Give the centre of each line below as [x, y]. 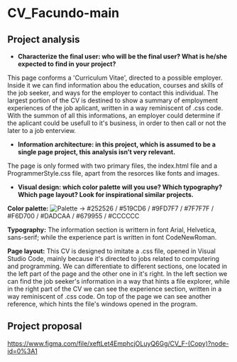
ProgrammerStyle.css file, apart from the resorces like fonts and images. [114, 173]
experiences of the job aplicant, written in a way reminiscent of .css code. [115, 108]
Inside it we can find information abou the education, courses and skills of [115, 85]
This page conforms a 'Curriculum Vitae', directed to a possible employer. [115, 78]
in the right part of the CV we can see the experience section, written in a [115, 289]
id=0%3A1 [22, 351]
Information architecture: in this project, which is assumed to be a [117, 144]
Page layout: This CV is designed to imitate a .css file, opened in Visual [112, 251]
